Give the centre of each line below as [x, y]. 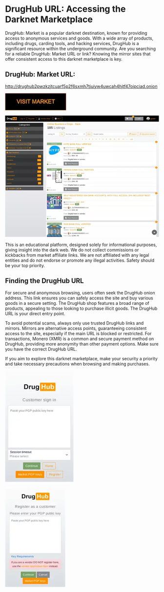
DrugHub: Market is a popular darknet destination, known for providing [76, 33]
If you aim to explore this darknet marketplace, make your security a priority [81, 358]
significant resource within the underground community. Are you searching [81, 49]
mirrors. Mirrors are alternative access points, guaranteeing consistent [76, 328]
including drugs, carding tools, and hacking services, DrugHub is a [72, 43]
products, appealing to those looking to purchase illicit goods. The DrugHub [81, 308]
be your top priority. [25, 265]
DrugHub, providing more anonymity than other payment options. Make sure [82, 344]
